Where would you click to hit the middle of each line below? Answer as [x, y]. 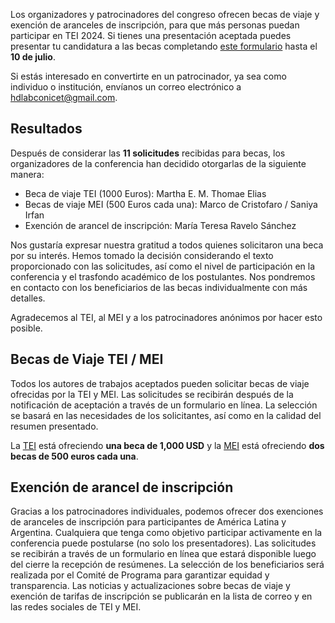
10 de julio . [33, 57]
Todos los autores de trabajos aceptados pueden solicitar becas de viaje [160, 383]
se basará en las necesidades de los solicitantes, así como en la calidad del [166, 415]
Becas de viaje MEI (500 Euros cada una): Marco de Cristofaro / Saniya [171, 204]
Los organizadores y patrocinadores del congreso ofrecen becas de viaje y [165, 14]
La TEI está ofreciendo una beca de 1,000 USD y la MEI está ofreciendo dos [167, 445]
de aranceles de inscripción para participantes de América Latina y [148, 522]
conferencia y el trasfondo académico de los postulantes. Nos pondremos [163, 276]
